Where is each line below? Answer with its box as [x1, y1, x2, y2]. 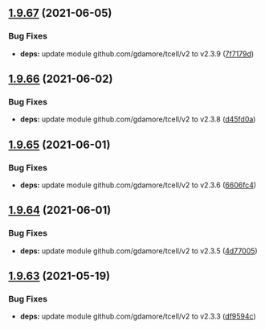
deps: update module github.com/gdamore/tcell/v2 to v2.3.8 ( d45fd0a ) [19, 114, 256, 124]
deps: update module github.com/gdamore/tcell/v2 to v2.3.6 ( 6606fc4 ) [19, 180, 257, 190]
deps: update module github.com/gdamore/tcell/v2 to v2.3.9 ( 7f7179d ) [19, 48, 255, 59]
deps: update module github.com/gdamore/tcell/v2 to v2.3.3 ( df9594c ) [19, 311, 256, 321]
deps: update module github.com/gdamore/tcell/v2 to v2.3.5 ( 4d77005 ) [19, 245, 259, 256]
